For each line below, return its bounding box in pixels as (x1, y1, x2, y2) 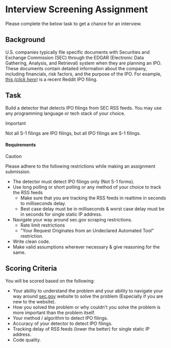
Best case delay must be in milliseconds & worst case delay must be (20, 206, 165, 212)
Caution (5, 153, 22, 159)
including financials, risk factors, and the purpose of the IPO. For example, (5, 71, 162, 77)
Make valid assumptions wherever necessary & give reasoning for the (12, 243, 160, 250)
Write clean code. (12, 238, 50, 244)
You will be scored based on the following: (5, 278, 95, 284)
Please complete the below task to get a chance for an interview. (5, 21, 142, 27)
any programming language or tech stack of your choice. (5, 110, 125, 116)
